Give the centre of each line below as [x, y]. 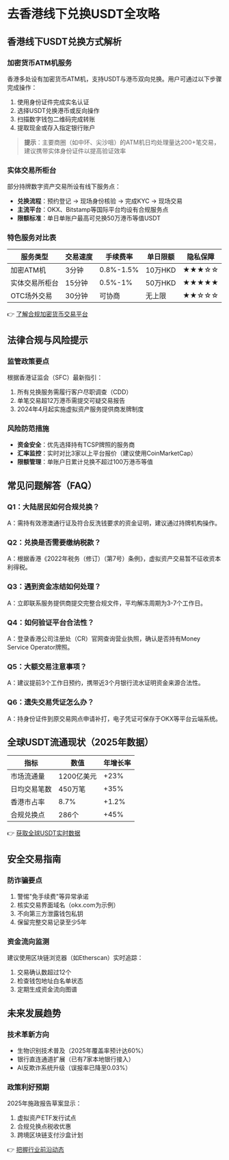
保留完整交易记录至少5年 [52, 922]
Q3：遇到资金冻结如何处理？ [54, 587]
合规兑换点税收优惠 [44, 1126]
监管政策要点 [28, 361]
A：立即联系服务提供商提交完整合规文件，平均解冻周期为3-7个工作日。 [107, 603]
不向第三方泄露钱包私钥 [50, 914]
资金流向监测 [28, 941]
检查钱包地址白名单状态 [50, 981]
